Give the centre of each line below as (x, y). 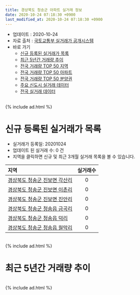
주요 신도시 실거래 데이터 (44, 85)
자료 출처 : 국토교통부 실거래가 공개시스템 (53, 41)
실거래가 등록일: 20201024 (39, 144)
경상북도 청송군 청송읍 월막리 (40, 228)
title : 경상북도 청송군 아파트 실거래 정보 (44, 10)
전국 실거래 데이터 (38, 91)
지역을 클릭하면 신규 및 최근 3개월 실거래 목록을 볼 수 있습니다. (74, 157)
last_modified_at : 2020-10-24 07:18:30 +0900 (54, 19)
